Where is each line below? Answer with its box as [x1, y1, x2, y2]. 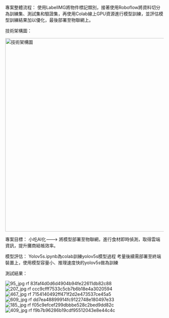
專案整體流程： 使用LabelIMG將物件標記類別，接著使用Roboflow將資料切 [5, 5, 156, 10]
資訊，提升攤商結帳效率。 [5, 243, 58, 248]
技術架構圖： [5, 28, 32, 34]
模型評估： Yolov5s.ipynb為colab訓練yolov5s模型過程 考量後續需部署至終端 [5, 253, 161, 259]
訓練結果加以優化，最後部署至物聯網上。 [9, 17, 94, 23]
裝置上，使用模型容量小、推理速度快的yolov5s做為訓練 [5, 259, 119, 266]
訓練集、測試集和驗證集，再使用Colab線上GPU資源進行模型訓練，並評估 [9, 11, 159, 17]
